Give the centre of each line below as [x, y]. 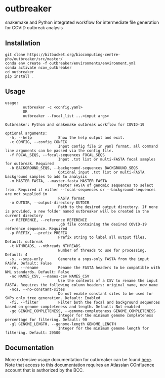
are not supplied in [26, 194]
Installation [23, 43]
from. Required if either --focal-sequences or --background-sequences [80, 189]
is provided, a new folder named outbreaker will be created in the [77, 211]
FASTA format [71, 198]
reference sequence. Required [36, 228]
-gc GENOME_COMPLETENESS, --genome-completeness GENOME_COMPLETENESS [82, 311]
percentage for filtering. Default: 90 [46, 320]
